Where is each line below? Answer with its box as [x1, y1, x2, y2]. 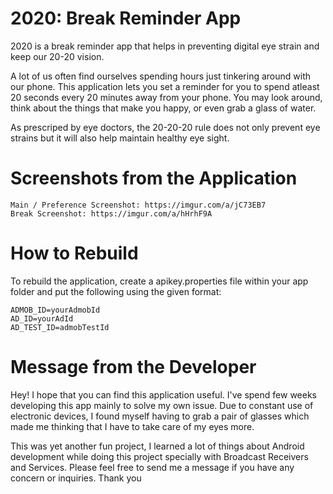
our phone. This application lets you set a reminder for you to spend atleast [10, 80, 320, 92]
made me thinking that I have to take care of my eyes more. [10, 420, 255, 432]
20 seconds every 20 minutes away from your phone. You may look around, [10, 91, 323, 103]
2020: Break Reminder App [10, 7, 242, 30]
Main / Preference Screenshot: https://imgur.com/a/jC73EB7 [10, 200, 267, 210]
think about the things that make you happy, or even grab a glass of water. [10, 102, 317, 114]
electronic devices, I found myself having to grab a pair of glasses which [10, 410, 310, 422]
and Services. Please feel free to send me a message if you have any [10, 461, 295, 473]
